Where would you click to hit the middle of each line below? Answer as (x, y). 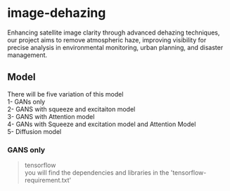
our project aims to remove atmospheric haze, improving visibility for (107, 39)
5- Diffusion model (34, 131)
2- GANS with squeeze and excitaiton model (71, 109)
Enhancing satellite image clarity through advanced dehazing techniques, (114, 32)
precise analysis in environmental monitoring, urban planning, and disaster (115, 47)
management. (27, 55)
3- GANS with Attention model (51, 116)
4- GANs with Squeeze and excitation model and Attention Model (102, 124)
